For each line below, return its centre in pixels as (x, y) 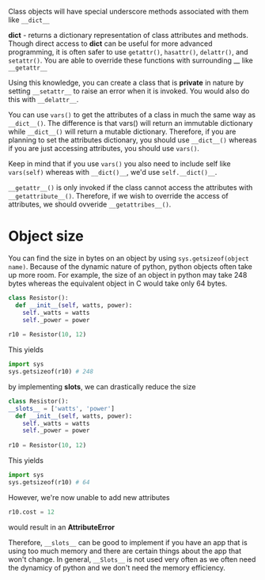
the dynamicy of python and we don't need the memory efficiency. (117, 567)
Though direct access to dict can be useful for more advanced (110, 44)
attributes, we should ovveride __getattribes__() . (90, 204)
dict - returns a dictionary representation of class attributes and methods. (129, 35)
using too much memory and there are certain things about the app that (125, 551)
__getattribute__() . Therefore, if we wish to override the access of (118, 196)
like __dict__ (29, 20)
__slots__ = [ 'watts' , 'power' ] (61, 408)
